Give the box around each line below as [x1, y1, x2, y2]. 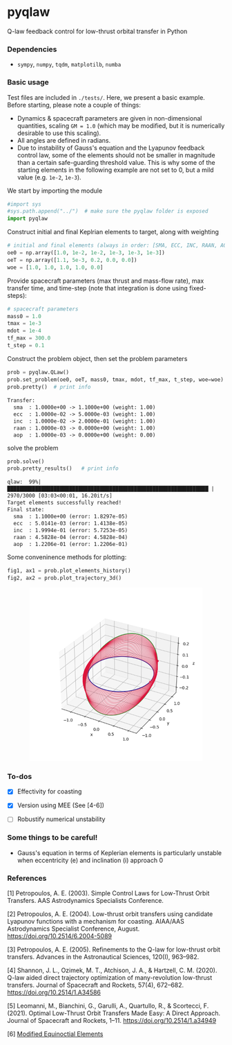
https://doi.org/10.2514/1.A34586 [7, 988, 101, 996]
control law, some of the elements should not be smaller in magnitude [17, 150, 215, 159]
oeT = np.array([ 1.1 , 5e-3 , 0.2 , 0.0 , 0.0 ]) [7, 256, 137, 263]
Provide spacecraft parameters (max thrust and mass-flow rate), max [7, 276, 204, 285]
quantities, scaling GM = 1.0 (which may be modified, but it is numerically [17, 121, 225, 130]
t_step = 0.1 [7, 342, 45, 349]
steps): [7, 291, 28, 299]
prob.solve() [7, 458, 45, 465]
